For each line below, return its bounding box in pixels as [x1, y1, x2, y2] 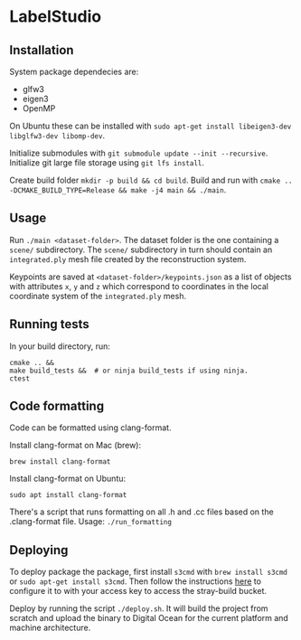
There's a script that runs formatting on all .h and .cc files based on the [9, 506, 274, 517]
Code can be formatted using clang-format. [9, 422, 172, 433]
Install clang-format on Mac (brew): [9, 440, 142, 451]
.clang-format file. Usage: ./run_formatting [9, 516, 172, 527]
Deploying [9, 542, 69, 558]
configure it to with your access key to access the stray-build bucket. [9, 586, 268, 597]
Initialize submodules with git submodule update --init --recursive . [9, 147, 268, 158]
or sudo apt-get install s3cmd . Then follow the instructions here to [9, 576, 262, 587]
